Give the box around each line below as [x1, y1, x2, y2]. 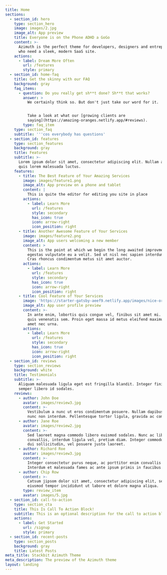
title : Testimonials [14, 372, 57, 377]
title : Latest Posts [14, 548, 57, 553]
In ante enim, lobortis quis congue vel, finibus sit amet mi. [27, 312, 162, 317]
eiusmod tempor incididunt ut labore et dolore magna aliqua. [27, 483, 159, 488]
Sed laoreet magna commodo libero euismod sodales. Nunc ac [27, 433, 155, 438]
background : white [14, 368, 52, 373]
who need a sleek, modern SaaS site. [18, 49, 97, 54]
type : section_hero [14, 21, 55, 26]
